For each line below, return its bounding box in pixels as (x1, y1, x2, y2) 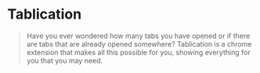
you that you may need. (26, 56, 103, 65)
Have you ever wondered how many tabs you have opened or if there (26, 31, 251, 40)
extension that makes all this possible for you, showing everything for (26, 47, 251, 57)
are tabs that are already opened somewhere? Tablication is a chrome (26, 39, 252, 48)
